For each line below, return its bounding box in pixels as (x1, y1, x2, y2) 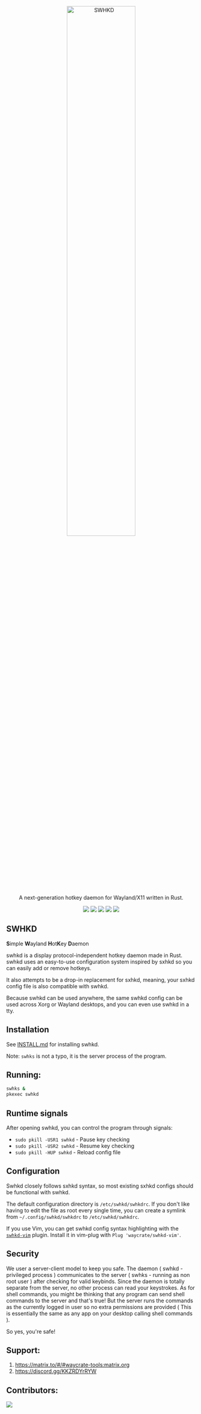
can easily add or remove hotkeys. (6, 964, 92, 971)
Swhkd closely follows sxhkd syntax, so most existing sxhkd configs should (6, 1182, 194, 1189)
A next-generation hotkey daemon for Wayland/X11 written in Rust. (19, 894, 184, 901)
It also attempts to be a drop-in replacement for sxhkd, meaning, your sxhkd (6, 976, 195, 984)
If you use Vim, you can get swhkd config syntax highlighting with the (6, 1224, 179, 1232)
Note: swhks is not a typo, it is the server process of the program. (6, 1052, 167, 1060)
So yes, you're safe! (6, 1328, 56, 1335)
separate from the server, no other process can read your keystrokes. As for (6, 1284, 196, 1291)
